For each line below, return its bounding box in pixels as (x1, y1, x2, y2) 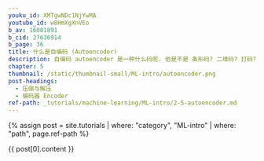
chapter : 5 (8, 63, 44, 71)
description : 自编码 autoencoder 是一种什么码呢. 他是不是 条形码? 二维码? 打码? (8, 56, 257, 64)
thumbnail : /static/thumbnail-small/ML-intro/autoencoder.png (8, 70, 216, 78)
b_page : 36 (8, 41, 44, 49)
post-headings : (8, 77, 58, 85)
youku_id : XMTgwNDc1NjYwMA (8, 11, 97, 20)
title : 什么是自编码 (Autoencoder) (8, 48, 118, 56)
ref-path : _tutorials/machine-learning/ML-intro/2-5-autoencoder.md (8, 99, 237, 107)
